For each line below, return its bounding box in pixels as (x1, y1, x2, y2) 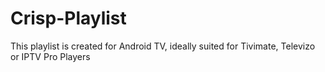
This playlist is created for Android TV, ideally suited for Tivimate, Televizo (10, 40, 316, 52)
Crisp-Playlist (10, 7, 127, 30)
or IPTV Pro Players (10, 50, 91, 62)
